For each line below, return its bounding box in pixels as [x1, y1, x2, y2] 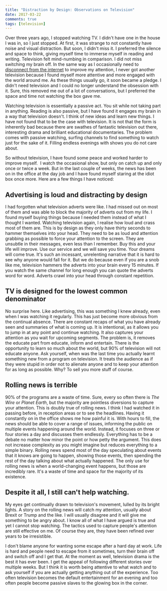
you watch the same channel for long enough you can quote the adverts [5, 267, 154, 273]
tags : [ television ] [5, 21, 46, 26]
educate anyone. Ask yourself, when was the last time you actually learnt [5, 350, 155, 357]
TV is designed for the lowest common [5, 287, 128, 296]
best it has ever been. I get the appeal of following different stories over [5, 559, 152, 565]
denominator [5, 295, 46, 303]
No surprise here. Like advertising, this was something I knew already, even [5, 308, 161, 314]
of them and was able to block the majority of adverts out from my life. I [5, 209, 153, 215]
